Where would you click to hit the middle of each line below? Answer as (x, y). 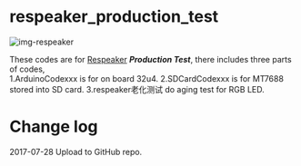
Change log (54, 127)
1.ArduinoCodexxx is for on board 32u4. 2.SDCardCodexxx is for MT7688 (147, 78)
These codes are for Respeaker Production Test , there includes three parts (151, 59)
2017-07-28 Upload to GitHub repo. (76, 151)
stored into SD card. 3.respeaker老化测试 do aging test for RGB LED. (137, 89)
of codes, (27, 69)
